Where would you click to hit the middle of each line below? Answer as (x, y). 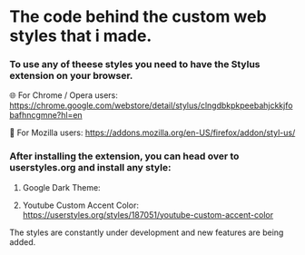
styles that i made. (81, 36)
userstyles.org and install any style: (90, 168)
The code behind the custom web (138, 17)
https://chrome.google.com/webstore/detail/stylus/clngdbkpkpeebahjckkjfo (151, 105)
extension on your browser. (71, 76)
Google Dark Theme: (62, 187)
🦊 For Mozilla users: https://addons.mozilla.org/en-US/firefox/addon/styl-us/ (152, 132)
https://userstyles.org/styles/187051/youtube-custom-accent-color (148, 214)
